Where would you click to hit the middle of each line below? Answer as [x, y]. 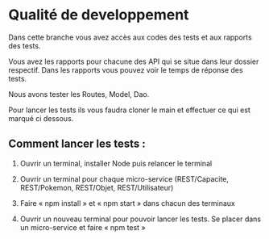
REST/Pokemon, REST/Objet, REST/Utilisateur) [97, 187]
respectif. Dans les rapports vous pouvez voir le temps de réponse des [126, 69]
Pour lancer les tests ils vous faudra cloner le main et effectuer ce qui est [130, 110]
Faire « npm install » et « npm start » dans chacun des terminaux [127, 203]
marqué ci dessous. [41, 118]
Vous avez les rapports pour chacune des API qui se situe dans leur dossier [134, 61]
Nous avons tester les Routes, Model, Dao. [79, 94]
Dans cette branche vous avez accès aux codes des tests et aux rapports [130, 37]
